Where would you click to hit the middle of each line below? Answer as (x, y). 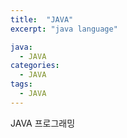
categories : (35, 66)
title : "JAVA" (42, 19)
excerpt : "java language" (64, 29)
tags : (21, 84)
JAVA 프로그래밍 (43, 123)
